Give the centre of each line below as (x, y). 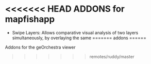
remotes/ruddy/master (112, 56)
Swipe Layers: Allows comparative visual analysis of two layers (75, 32)
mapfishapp (30, 19)
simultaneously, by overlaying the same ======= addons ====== (79, 38)
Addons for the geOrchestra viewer (40, 47)
